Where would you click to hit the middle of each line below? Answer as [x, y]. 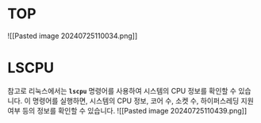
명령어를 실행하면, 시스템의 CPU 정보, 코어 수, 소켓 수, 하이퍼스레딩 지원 [143, 101]
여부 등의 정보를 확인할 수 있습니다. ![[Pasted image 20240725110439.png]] [127, 110]
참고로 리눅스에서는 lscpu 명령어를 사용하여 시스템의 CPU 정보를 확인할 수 [122, 90]
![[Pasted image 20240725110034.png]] [73, 36]
